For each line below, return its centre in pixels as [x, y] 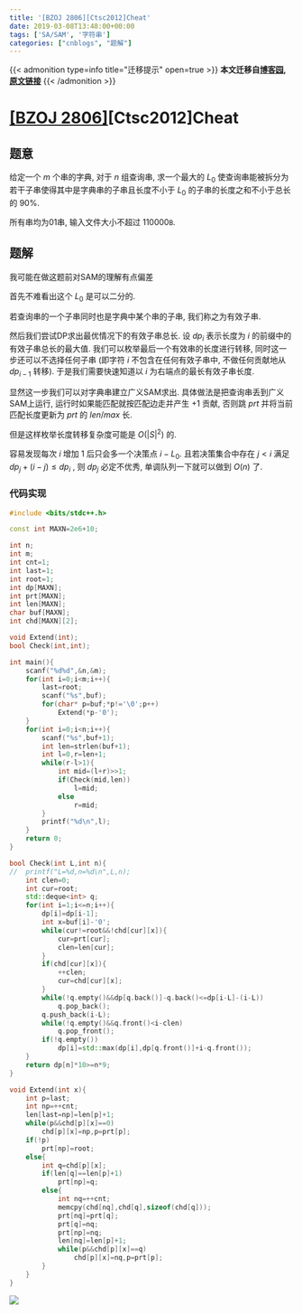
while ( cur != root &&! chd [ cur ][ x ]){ [105, 930]
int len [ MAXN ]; [38, 605]
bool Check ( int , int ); [50, 646]
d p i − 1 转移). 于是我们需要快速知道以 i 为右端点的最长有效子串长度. [132, 373]
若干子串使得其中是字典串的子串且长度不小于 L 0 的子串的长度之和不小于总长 [150, 191]
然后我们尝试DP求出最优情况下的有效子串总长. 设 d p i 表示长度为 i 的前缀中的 [151, 337]
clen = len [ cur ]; [86, 947]
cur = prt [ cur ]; [84, 939]
